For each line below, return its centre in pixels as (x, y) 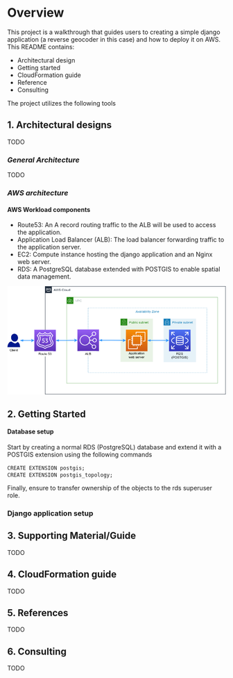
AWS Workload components (49, 209)
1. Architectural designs (60, 125)
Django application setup (50, 513)
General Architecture (43, 160)
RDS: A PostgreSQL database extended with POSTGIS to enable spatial (119, 270)
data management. (44, 276)
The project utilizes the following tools (62, 103)
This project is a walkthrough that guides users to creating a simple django (114, 32)
